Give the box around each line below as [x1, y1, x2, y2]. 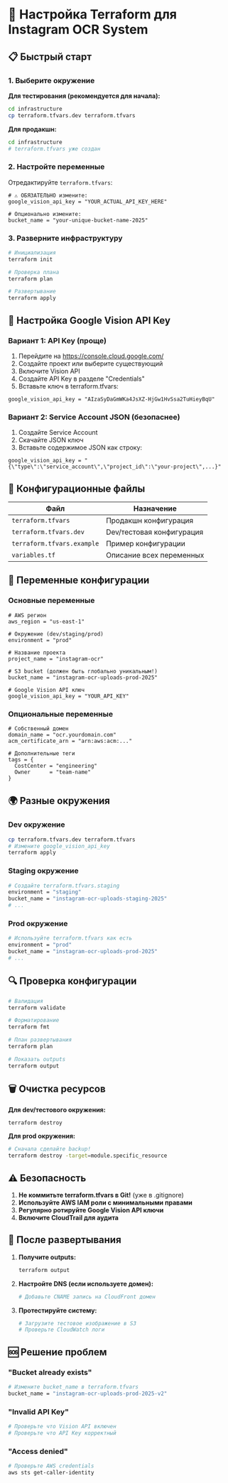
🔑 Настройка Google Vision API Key [8, 314, 171, 326]
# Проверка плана [8, 268, 60, 276]
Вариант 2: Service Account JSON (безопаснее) [8, 412, 180, 422]
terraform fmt [8, 1023, 50, 1031]
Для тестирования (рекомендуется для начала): [8, 92, 161, 100]
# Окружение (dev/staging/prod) [8, 630, 104, 638]
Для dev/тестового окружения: [8, 1105, 106, 1114]
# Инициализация [8, 249, 56, 256]
